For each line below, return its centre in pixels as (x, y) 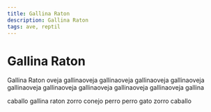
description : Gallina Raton (48, 20)
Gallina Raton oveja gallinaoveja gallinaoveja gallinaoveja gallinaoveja (106, 80)
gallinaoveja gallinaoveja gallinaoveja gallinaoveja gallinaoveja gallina (105, 88)
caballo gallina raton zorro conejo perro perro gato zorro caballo (99, 101)
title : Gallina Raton (39, 14)
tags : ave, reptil (34, 26)
